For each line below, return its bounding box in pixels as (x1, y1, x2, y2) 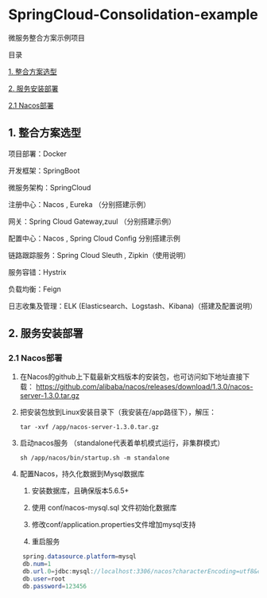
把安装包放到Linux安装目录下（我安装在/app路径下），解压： (19, 408, 217, 417)
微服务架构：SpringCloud (8, 182, 91, 192)
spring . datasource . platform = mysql (22, 553, 137, 561)
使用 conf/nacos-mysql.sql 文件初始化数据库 (31, 503, 177, 513)
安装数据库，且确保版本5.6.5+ (31, 486, 130, 495)
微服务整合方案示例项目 (8, 33, 85, 42)
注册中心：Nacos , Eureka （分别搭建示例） (8, 199, 151, 209)
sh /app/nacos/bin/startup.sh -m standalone (19, 454, 170, 463)
